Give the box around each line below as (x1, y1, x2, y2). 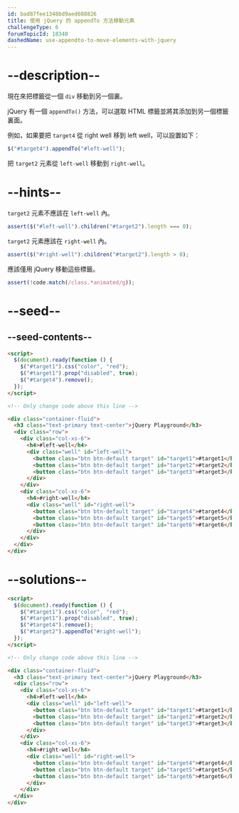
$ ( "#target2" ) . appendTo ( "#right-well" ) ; (20, 628, 142, 635)
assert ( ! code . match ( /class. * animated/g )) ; (7, 279, 135, 286)
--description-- (7, 68, 101, 84)
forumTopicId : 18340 (7, 30, 69, 38)
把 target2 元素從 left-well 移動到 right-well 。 (7, 159, 149, 167)
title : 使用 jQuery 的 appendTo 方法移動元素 (7, 17, 135, 24)
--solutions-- (7, 572, 87, 588)
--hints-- (7, 184, 62, 201)
